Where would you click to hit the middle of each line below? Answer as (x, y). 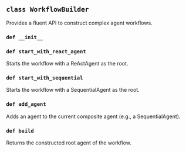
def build (20, 131)
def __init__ (25, 37)
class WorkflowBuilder (48, 10)
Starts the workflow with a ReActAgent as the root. (67, 64)
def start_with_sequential (45, 78)
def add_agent (26, 104)
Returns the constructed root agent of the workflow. (69, 143)
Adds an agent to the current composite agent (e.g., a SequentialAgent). (93, 116)
